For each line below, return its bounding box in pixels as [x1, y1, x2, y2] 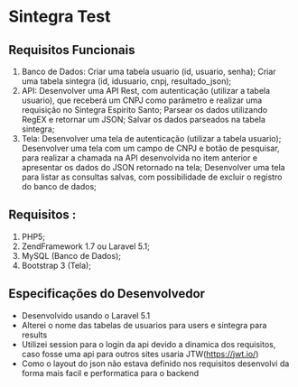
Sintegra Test [8, 6, 111, 27]
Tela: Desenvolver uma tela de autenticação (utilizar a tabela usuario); [21, 134, 282, 143]
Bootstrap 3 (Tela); [21, 260, 92, 271]
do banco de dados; [21, 181, 97, 191]
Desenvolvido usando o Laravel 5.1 [21, 309, 151, 321]
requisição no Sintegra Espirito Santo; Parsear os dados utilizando [21, 105, 268, 115]
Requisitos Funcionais [8, 42, 136, 58]
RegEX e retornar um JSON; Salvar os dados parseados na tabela [21, 115, 265, 124]
